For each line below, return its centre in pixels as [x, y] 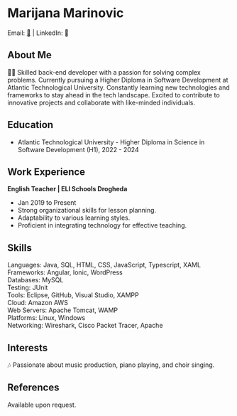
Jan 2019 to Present [47, 203]
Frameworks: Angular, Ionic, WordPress [65, 272]
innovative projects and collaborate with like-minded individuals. [101, 102]
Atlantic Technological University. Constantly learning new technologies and [118, 87]
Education [31, 125]
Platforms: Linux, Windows [46, 318]
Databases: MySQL [35, 280]
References [33, 388]
